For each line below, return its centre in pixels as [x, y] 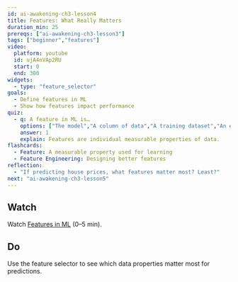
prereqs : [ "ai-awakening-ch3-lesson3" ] [66, 34]
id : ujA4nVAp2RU [38, 60]
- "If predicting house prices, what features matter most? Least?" [117, 172]
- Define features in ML [50, 100]
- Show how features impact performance [74, 106]
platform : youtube [41, 54]
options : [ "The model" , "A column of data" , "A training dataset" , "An [123, 126]
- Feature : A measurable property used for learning [93, 152]
